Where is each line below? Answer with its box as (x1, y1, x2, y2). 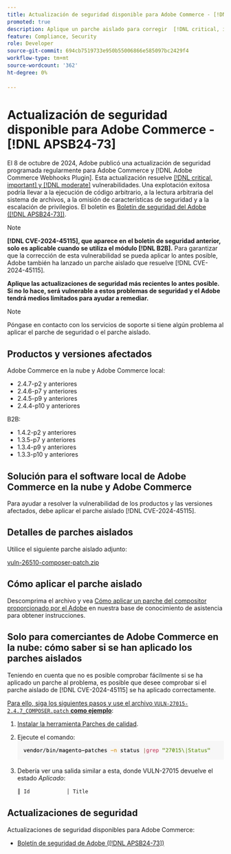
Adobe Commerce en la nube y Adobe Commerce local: (7, 366, 166, 375)
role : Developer (7, 40, 54, 48)
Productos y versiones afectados (7, 348, 153, 360)
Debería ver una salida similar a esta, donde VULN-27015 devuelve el (16, 767, 213, 775)
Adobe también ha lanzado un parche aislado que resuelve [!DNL (7, 259, 192, 267)
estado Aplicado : (16, 774, 66, 782)
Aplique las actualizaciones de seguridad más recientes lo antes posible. (7, 280, 220, 288)
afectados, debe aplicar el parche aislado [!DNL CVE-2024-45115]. (7, 507, 196, 515)
